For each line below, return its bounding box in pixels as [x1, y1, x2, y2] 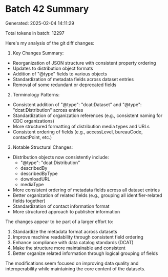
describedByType [20, 170, 58, 176]
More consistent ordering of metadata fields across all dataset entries [12, 187, 160, 193]
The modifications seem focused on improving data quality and [5, 260, 139, 266]
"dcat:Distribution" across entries [12, 107, 83, 113]
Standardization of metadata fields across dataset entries [12, 76, 134, 82]
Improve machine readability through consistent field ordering [12, 234, 143, 240]
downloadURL [20, 175, 50, 182]
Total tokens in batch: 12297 [5, 30, 65, 36]
